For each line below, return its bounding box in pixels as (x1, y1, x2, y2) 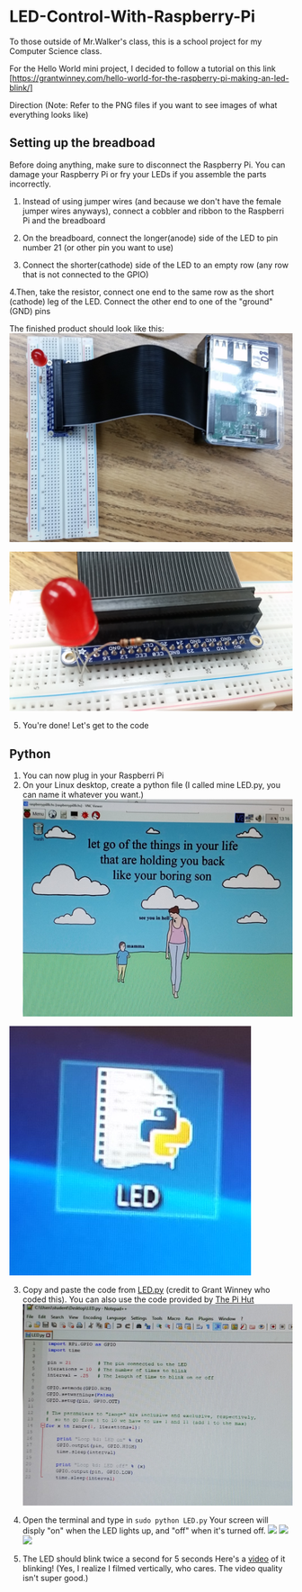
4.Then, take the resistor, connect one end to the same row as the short (9, 286, 274, 297)
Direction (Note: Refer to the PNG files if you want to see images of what (9, 99, 278, 110)
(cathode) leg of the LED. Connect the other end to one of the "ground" (9, 295, 273, 307)
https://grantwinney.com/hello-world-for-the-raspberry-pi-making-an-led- (12, 72, 289, 83)
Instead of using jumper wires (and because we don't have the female (22, 195, 281, 206)
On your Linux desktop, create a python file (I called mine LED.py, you (22, 780, 281, 791)
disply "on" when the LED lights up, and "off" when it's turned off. (22, 1525, 267, 1536)
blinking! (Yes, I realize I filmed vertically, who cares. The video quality (22, 1563, 283, 1574)
